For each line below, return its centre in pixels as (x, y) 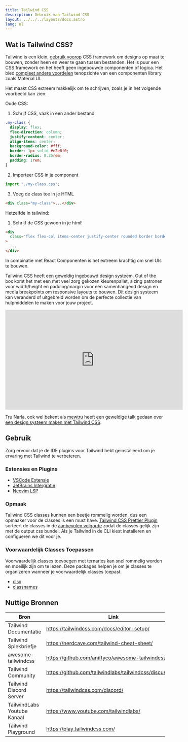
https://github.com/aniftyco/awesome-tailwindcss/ (107, 658)
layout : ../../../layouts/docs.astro (45, 19)
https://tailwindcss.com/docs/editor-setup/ (98, 629)
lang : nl (14, 24)
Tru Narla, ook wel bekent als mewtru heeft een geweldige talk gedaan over (84, 417)
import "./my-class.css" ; (32, 184)
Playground (22, 732)
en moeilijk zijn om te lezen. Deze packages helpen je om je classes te (79, 566)
